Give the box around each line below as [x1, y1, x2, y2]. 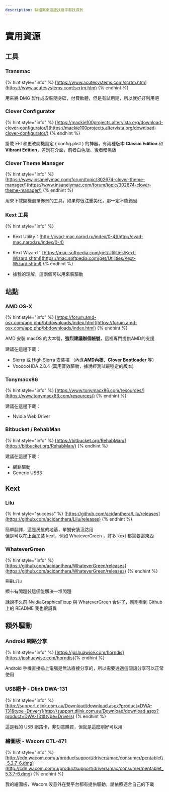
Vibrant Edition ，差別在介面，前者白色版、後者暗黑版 [5, 147, 117, 153]
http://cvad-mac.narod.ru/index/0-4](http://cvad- [41, 234, 143, 240]
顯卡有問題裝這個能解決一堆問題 [5, 588, 71, 594]
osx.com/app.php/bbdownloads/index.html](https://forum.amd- [5, 320, 137, 326]
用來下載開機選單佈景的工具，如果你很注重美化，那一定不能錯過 [5, 198, 137, 204]
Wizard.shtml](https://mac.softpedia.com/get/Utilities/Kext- [12, 255, 136, 261]
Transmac [5, 68, 31, 75]
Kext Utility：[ [12, 234, 41, 240]
